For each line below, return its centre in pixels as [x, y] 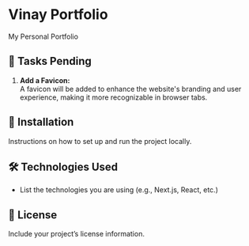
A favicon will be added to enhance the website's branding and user [130, 89]
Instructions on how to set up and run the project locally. [100, 141]
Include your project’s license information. [76, 234]
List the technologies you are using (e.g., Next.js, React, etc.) [119, 190]
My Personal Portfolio [43, 36]
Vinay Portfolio [58, 15]
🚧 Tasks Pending [50, 61]
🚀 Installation [41, 122]
